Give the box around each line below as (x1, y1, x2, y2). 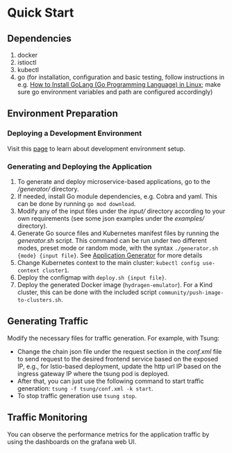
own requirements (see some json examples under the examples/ (17, 214, 205, 223)
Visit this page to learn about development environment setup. (7, 144, 186, 153)
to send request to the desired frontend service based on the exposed (17, 354, 219, 363)
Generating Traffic (7, 316, 89, 327)
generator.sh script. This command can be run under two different (17, 236, 207, 244)
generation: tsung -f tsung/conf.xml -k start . (17, 384, 154, 393)
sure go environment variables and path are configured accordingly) (17, 88, 213, 96)
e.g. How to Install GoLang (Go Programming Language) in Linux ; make (17, 80, 221, 88)
